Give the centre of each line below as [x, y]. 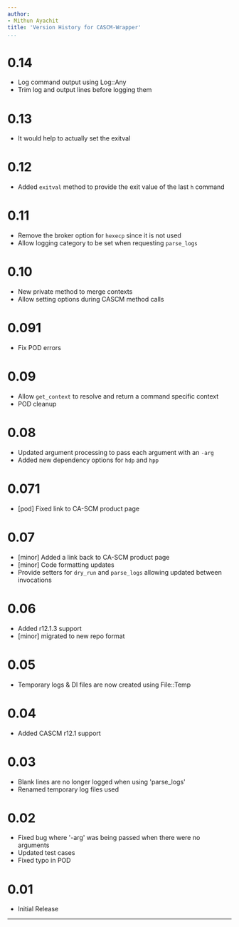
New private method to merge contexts [75, 292]
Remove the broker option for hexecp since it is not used [99, 235]
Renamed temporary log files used [68, 789]
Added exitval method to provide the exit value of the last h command [121, 187]
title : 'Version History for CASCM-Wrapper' [74, 27]
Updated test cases [46, 853]
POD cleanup [37, 404]
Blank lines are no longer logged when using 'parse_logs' [102, 782]
